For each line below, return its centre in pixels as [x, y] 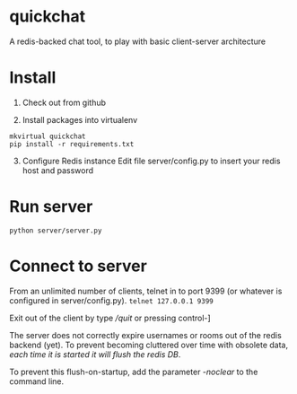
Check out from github [64, 102]
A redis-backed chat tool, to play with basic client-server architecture [138, 41]
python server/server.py [56, 231]
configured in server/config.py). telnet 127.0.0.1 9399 [111, 300]
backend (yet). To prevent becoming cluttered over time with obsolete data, [149, 345]
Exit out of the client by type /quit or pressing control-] [110, 318]
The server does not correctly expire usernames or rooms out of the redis [146, 335]
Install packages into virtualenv [80, 119]
